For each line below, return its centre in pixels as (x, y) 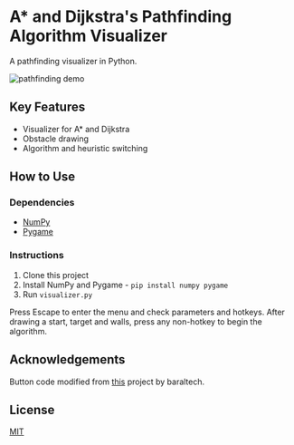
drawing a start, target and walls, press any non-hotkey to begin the (136, 321)
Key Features (47, 107)
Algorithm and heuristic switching (85, 148)
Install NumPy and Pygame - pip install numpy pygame (125, 285)
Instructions (37, 256)
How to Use (43, 177)
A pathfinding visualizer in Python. (73, 61)
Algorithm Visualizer (89, 36)
